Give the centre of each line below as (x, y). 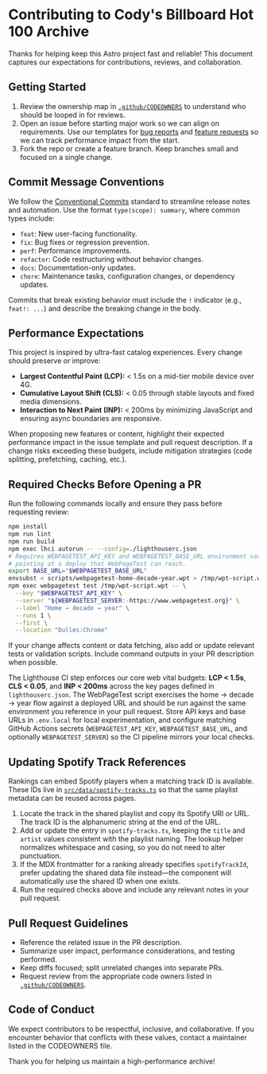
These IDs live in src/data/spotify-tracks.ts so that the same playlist (123, 790)
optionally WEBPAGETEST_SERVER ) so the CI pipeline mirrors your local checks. (132, 737)
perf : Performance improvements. (75, 250)
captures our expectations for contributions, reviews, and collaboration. (126, 62)
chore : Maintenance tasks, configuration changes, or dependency (128, 275)
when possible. (33, 662)
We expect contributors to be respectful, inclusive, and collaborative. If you (131, 1029)
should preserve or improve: (54, 361)
